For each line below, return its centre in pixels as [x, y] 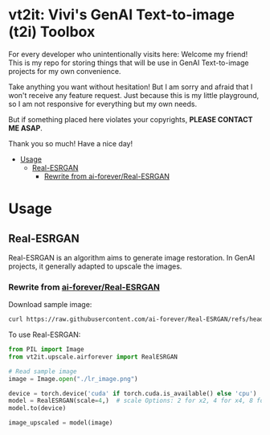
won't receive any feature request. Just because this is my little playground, [134, 95]
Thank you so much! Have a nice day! [71, 143]
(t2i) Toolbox [52, 32]
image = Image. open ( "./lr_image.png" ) [73, 379]
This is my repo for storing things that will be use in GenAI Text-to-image [129, 63]
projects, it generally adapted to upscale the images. [95, 266]
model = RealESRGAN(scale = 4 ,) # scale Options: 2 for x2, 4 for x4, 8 [131, 401]
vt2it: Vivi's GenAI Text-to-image [122, 15]
